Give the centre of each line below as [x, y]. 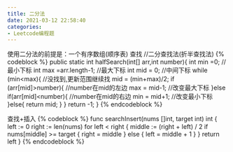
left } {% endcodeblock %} [46, 141]
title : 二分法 [26, 14]
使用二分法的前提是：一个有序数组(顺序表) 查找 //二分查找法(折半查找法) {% [116, 54]
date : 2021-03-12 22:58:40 [47, 20]
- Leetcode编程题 [31, 33]
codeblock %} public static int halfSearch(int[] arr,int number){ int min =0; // [116, 62]
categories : [24, 27]
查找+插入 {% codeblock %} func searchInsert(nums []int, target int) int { [112, 119]
